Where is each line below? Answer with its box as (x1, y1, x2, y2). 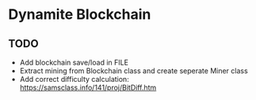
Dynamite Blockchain (8, 6, 151, 24)
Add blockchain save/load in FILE (19, 57, 129, 67)
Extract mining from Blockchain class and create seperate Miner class (19, 66, 248, 76)
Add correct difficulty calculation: (19, 75, 129, 83)
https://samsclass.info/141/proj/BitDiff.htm (19, 83, 157, 92)
